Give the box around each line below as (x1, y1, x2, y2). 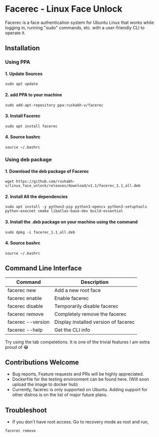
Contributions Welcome (5, 358, 79, 366)
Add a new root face (54, 287, 101, 294)
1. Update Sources (5, 71, 43, 77)
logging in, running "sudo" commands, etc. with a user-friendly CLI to (5, 24, 145, 30)
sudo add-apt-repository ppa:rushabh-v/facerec (5, 102, 104, 108)
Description (80, 278, 109, 285)
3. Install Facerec (5, 113, 40, 119)
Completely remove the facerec (54, 311, 127, 318)
